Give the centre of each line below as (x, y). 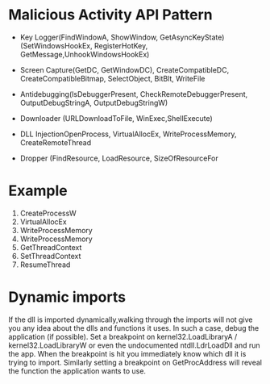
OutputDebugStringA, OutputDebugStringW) (94, 102)
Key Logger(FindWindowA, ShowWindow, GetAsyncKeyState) (122, 37)
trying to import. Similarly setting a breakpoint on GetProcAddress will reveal (135, 362)
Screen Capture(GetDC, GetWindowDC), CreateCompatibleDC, (125, 69)
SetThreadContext (50, 256)
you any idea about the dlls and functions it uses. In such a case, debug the (134, 328)
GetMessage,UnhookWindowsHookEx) (85, 54)
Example (38, 191)
